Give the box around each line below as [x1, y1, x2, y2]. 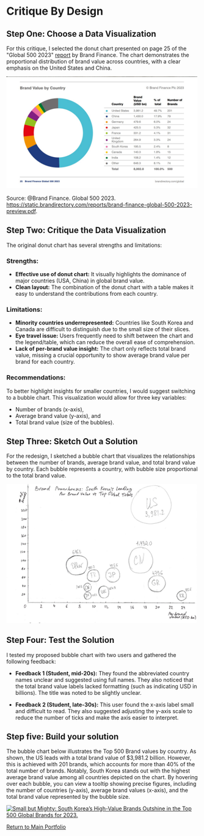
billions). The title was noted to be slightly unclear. [15, 689, 142, 696]
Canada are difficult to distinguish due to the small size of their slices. [15, 326, 191, 333]
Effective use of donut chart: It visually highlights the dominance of [15, 271, 187, 278]
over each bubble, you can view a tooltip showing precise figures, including [6, 780, 197, 788]
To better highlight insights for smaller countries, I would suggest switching [6, 387, 195, 395]
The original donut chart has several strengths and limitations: [6, 241, 162, 249]
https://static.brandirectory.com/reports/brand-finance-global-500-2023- [6, 200, 192, 208]
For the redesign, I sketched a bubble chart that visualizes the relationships [6, 452, 195, 460]
